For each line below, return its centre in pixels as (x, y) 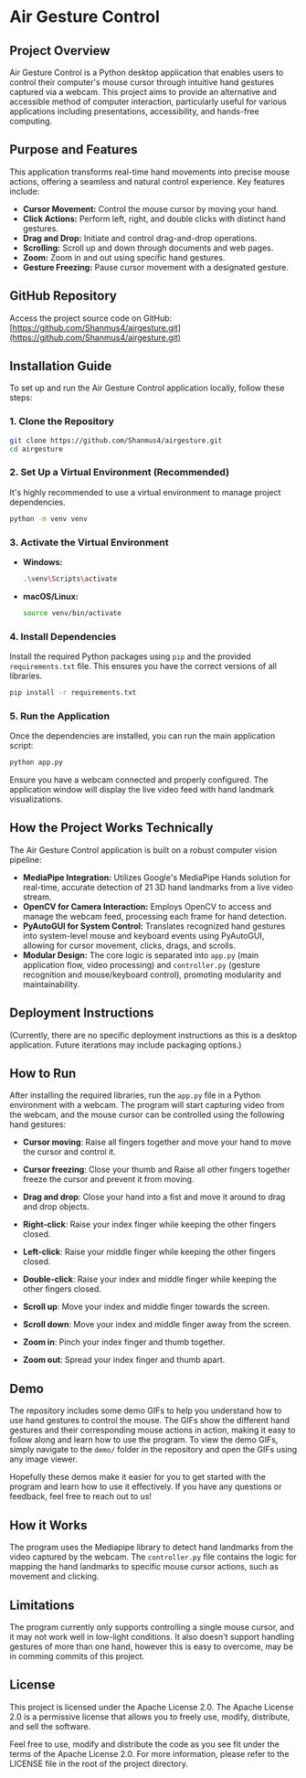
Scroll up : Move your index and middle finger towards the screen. (146, 1307)
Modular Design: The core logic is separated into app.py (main (141, 955)
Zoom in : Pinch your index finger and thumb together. (124, 1342)
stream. (37, 897)
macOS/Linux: (51, 596)
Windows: (42, 562)
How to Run (43, 1074)
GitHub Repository (63, 296)
